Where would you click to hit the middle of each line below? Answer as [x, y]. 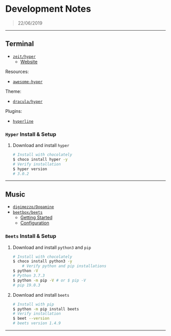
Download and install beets [41, 295]
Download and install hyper [41, 146]
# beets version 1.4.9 [37, 323]
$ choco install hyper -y [40, 159]
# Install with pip [33, 304]
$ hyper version [30, 169]
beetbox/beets [27, 212]
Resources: [17, 71]
